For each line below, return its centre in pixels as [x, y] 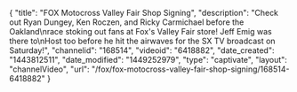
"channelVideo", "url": [50, 69]
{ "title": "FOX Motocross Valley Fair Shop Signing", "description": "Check [144, 13]
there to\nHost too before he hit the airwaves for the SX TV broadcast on [142, 41]
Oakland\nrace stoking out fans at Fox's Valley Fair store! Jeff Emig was [141, 31]
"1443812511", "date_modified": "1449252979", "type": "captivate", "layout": [148, 60]
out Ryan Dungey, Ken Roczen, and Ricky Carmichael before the [127, 22]
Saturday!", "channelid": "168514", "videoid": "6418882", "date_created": [142, 50]
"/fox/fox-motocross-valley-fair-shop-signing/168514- [191, 69]
